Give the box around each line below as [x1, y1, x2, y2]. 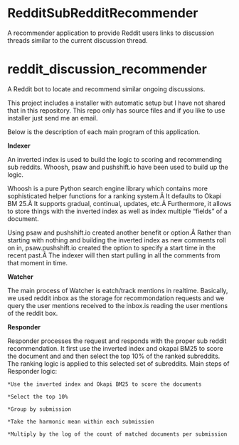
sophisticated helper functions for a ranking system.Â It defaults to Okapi [7, 191, 222, 200]
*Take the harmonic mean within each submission [7, 418, 154, 425]
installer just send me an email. [7, 113, 98, 122]
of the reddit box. [7, 309, 58, 317]
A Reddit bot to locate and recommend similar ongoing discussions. [7, 84, 206, 93]
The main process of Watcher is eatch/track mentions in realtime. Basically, [7, 286, 228, 295]
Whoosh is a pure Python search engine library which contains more [7, 184, 208, 193]
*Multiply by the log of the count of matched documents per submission [7, 430, 228, 438]
